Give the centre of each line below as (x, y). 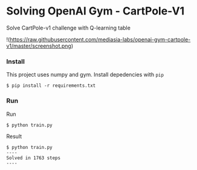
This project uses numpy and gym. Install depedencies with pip (85, 75)
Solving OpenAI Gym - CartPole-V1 (95, 11)
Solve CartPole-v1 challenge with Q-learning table (69, 28)
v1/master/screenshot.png (39, 46)
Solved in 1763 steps (34, 158)
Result (14, 136)
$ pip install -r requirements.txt (51, 86)
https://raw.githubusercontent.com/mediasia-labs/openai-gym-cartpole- (100, 39)
